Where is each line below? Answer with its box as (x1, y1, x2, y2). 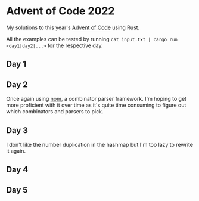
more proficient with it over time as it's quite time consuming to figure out (6, 101, 186, 109)
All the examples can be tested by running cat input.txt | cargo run (6, 35, 178, 42)
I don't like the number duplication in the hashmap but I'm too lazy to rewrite (6, 141, 194, 148)
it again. (6, 147, 26, 154)
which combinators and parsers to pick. (6, 108, 104, 115)
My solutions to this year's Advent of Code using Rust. (6, 24, 140, 31)
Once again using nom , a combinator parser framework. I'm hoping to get (6, 95, 186, 103)
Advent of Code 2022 (6, 4, 115, 18)
